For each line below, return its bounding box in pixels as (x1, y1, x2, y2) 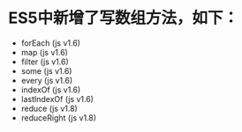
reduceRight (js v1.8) (20, 112, 97, 123)
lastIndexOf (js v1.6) (20, 93, 95, 104)
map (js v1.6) (20, 47, 68, 57)
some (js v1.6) (20, 65, 72, 76)
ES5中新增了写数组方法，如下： (8, 8, 239, 28)
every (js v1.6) (20, 75, 72, 85)
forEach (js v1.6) (20, 37, 81, 48)
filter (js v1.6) (20, 56, 70, 67)
